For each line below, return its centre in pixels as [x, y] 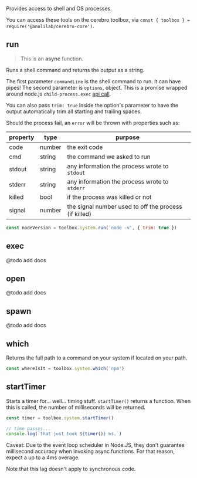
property [22, 137]
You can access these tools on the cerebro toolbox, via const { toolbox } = [98, 20]
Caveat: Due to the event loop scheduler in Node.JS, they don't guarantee [95, 445]
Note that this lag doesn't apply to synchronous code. [71, 469]
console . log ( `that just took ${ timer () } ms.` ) [64, 434]
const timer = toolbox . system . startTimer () [60, 418]
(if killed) [79, 213]
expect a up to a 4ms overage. [43, 457]
